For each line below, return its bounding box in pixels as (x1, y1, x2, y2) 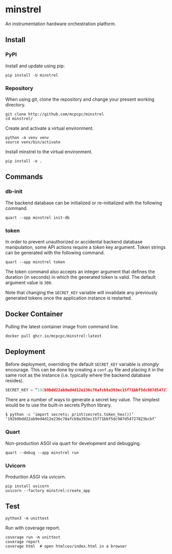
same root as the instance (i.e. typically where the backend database (5, 372, 151, 378)
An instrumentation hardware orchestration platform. (5, 21, 116, 27)
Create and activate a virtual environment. (5, 125, 94, 131)
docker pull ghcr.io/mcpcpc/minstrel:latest (5, 333, 102, 338)
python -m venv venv (5, 135, 50, 140)
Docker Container (5, 310, 63, 318)
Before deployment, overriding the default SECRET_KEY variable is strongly (5, 361, 159, 367)
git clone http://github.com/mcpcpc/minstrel (5, 112, 104, 117)
